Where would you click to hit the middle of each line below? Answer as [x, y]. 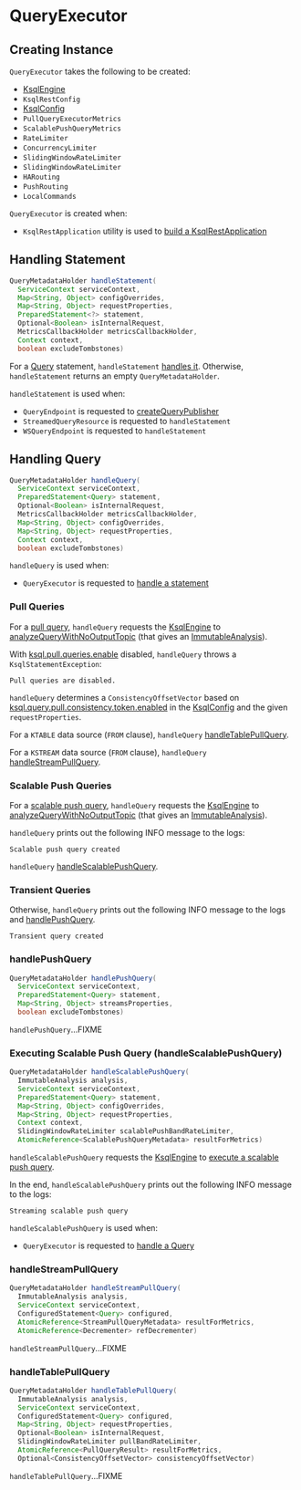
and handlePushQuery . [52, 920]
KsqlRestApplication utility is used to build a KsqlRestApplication [145, 231]
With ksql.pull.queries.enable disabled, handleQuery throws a [123, 654]
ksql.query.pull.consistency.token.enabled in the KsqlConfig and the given [149, 707]
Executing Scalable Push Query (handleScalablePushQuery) [146, 1053]
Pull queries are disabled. [63, 681]
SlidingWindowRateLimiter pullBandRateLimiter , [110, 1442]
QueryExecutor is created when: [68, 214]
